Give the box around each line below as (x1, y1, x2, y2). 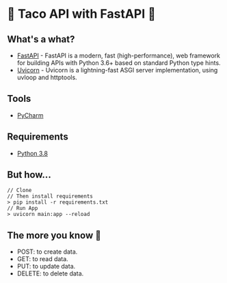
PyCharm (16, 111, 44, 119)
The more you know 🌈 (7, 229, 101, 241)
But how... (7, 169, 51, 180)
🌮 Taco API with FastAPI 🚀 (7, 6, 156, 22)
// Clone (7, 187, 32, 194)
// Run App (7, 205, 38, 212)
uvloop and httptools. (16, 73, 77, 81)
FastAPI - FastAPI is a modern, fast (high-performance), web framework (16, 51, 221, 59)
